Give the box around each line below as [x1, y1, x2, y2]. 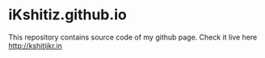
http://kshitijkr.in [8, 40, 63, 50]
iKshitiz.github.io [8, 6, 127, 24]
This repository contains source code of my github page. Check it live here [8, 32, 258, 42]
